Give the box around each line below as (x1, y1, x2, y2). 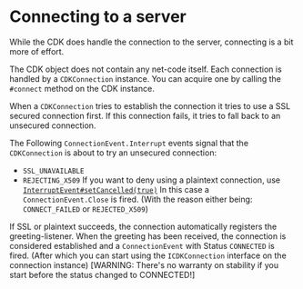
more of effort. (9, 45, 65, 56)
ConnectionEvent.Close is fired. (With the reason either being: (22, 194, 253, 204)
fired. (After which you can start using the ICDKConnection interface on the (9, 250, 287, 261)
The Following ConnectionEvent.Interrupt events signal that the (9, 137, 248, 148)
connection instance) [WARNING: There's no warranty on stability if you (9, 259, 279, 270)
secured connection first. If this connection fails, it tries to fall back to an (9, 110, 281, 121)
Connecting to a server (9, 6, 187, 27)
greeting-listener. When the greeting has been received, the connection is (9, 230, 287, 242)
